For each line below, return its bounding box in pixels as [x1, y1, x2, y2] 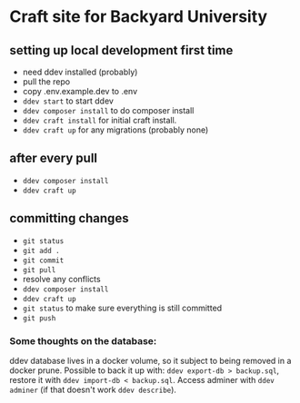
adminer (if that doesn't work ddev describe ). [9, 384, 177, 395]
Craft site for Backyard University [9, 6, 268, 27]
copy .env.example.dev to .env [22, 86, 138, 96]
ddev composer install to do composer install [22, 105, 195, 115]
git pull [22, 265, 56, 274]
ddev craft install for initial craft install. [22, 115, 177, 125]
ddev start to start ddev [22, 95, 114, 106]
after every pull [9, 151, 98, 166]
